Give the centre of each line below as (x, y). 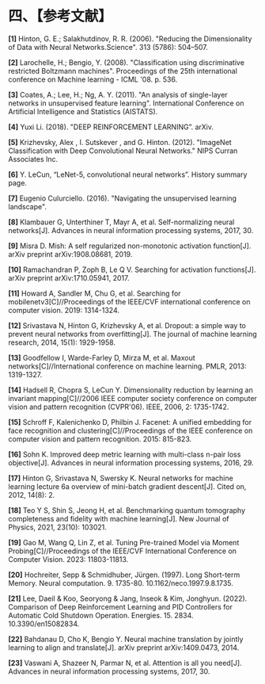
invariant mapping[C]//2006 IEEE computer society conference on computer (132, 398)
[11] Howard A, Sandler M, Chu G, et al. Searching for (95, 293)
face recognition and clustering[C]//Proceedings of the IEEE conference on (131, 430)
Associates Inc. (33, 159)
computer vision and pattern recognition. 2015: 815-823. (100, 439)
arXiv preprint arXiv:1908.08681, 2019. (70, 254)
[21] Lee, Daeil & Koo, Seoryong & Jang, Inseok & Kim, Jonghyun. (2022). (128, 598)
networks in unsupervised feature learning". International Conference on (126, 103)
